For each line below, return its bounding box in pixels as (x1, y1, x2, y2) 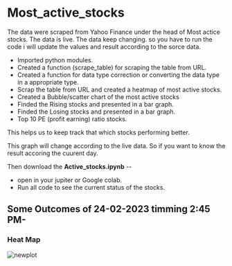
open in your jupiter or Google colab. (17, 175, 123, 184)
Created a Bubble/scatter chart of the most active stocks (17, 92, 180, 101)
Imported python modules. (17, 55, 93, 64)
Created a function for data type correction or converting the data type (17, 71, 220, 79)
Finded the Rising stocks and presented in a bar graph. (17, 100, 175, 108)
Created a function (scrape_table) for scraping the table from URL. (17, 63, 207, 71)
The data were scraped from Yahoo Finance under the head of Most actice (7, 28, 220, 36)
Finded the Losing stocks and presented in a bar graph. (17, 107, 176, 116)
